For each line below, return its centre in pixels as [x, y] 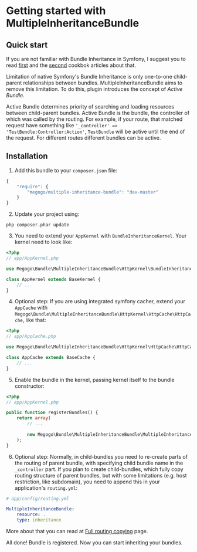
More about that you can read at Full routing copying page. [77, 531]
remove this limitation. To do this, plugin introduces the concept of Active [94, 89]
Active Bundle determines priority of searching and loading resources [90, 106]
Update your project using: [47, 214]
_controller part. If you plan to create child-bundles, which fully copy [99, 469]
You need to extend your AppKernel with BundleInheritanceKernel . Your [101, 236]
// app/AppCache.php [31, 336]
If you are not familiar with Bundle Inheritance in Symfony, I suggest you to [96, 59]
